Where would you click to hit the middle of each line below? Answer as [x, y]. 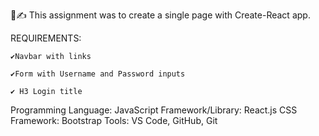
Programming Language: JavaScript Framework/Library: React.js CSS [154, 110]
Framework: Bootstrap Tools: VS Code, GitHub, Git [114, 120]
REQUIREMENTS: [46, 38]
